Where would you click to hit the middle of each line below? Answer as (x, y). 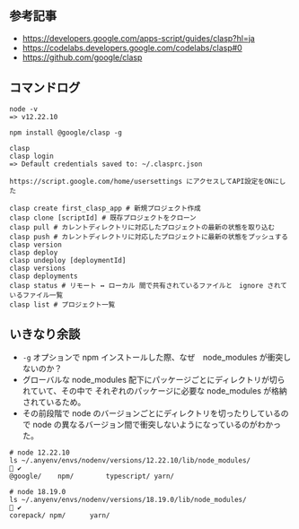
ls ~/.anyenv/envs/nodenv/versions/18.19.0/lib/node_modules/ (128, 500)
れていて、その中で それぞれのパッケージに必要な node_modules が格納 (154, 391)
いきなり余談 (45, 334)
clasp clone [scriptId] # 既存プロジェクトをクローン (103, 218)
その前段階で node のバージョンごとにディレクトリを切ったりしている (151, 413)
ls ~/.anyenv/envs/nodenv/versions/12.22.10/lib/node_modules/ (130, 461)
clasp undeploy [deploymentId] (68, 260)
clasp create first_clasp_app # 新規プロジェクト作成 (105, 208)
